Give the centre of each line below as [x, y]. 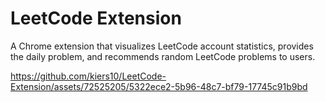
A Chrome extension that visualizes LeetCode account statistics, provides [162, 46]
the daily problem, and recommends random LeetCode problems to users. [163, 56]
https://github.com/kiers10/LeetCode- [88, 76]
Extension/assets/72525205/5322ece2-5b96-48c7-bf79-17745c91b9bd [159, 86]
